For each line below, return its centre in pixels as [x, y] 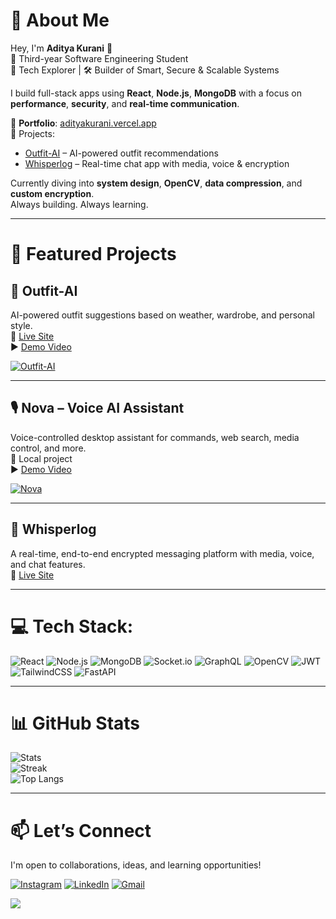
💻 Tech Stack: [72, 626]
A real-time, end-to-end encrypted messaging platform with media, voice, [162, 553]
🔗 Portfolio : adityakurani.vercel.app [83, 123]
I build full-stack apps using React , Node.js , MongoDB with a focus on [156, 93]
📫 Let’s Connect [81, 830]
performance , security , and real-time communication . [125, 103]
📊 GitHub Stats [75, 723]
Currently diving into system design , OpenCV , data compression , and [156, 183]
